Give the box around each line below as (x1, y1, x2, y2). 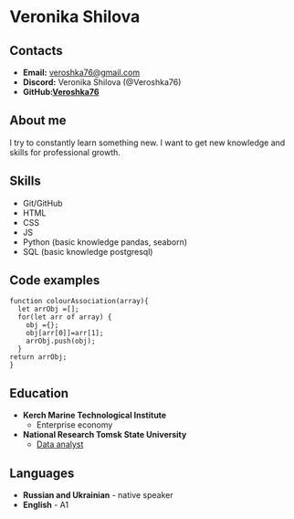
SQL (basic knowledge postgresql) (22, 246, 153, 257)
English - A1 (22, 500, 69, 511)
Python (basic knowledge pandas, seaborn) (22, 236, 188, 248)
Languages (9, 465, 75, 481)
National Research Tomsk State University (22, 429, 187, 440)
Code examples (9, 272, 100, 289)
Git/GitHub (22, 197, 63, 208)
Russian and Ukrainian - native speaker (22, 490, 173, 501)
